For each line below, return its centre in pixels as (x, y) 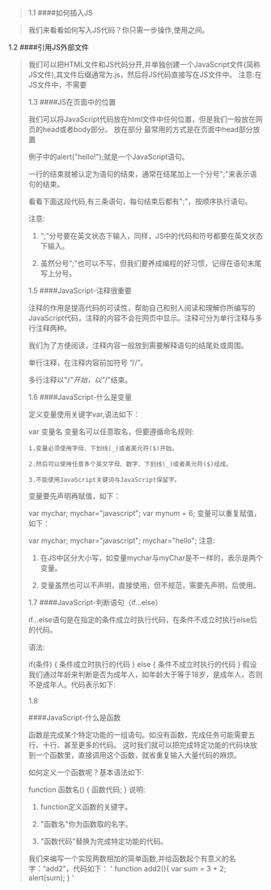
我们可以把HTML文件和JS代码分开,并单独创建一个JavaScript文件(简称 (144, 64)
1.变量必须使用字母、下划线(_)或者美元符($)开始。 (103, 449)
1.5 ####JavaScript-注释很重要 (80, 290)
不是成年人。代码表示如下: (72, 684)
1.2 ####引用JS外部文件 (49, 47)
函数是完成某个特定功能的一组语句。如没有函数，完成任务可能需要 (138, 735)
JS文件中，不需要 (57, 85)
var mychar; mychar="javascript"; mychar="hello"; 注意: (122, 540)
